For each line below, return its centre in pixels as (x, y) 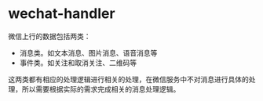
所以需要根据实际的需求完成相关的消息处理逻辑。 (101, 89)
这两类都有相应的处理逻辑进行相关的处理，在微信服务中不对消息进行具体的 (128, 79)
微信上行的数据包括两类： (49, 36)
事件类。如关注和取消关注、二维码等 (78, 63)
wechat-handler (62, 14)
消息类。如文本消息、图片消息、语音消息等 (88, 52)
